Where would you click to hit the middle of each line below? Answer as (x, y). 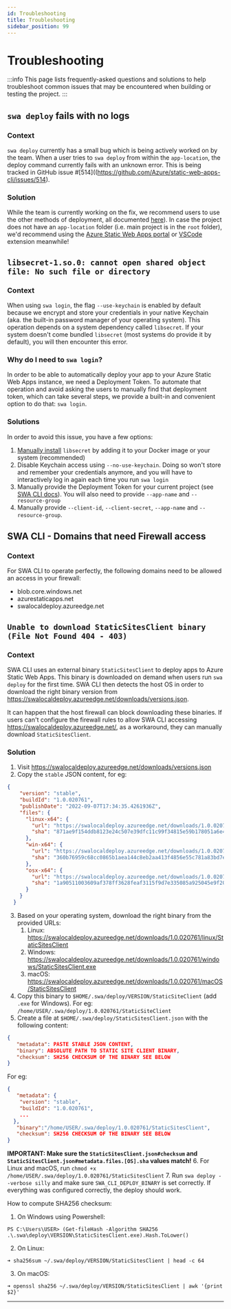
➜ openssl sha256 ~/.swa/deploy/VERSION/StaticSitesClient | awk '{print (115, 1286)
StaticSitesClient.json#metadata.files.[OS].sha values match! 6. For (108, 1161)
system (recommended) (51, 457)
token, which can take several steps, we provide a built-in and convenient (111, 397)
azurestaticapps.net (45, 599)
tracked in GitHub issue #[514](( (52, 172)
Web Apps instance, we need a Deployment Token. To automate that (104, 382)
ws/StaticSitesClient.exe (62, 966)
